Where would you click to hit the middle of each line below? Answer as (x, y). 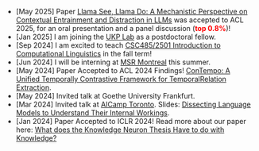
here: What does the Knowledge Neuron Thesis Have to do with (120, 130)
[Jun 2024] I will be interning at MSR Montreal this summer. (113, 62)
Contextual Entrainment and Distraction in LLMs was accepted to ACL (129, 20)
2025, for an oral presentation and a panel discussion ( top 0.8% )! (123, 28)
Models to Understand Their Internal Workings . (93, 113)
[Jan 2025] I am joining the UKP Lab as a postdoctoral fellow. (116, 37)
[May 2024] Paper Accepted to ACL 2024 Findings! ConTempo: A (123, 70)
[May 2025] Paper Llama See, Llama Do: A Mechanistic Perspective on (131, 12)
